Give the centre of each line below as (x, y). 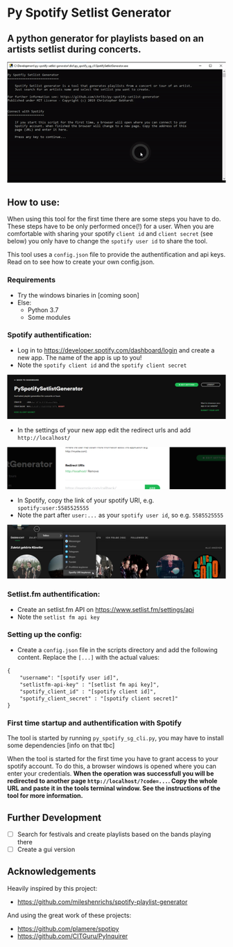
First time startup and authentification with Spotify (95, 723)
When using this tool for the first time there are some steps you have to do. (114, 219)
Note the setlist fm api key (59, 617)
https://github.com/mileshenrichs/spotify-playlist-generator (102, 902)
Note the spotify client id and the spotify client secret (102, 365)
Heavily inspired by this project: (52, 888)
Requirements (32, 280)
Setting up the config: (45, 635)
